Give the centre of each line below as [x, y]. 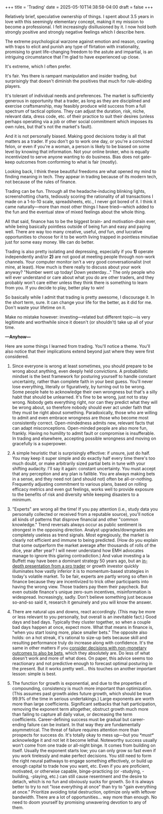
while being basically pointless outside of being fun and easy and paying [78, 227]
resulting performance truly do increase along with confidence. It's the [83, 643]
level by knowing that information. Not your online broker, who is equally [77, 151]
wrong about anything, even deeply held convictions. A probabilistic [80, 371]
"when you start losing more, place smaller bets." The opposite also [80, 632]
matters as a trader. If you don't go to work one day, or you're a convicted [79, 141]
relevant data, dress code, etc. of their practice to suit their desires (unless [80, 116]
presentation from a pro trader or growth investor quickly [82, 566]
